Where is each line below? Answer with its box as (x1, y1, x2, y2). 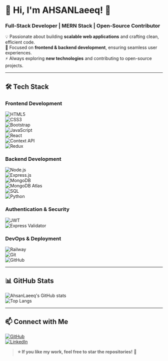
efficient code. (5, 39, 35, 45)
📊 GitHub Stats (5, 277, 54, 285)
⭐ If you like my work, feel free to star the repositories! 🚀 (17, 349, 137, 355)
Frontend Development (5, 100, 62, 107)
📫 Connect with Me (5, 318, 68, 326)
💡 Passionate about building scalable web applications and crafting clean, (5, 33, 159, 39)
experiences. (5, 50, 32, 56)
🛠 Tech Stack (5, 82, 49, 91)
